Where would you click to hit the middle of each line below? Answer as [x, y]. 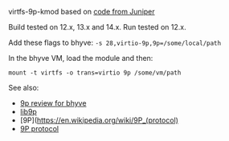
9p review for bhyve [53, 103]
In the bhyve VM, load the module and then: [81, 58]
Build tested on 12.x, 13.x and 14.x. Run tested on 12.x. [97, 27]
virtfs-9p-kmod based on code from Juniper [82, 12]
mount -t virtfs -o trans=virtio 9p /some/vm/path [95, 73]
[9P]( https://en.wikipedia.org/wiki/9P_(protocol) [99, 120]
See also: [24, 88]
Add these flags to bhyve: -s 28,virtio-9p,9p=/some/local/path [115, 42]
